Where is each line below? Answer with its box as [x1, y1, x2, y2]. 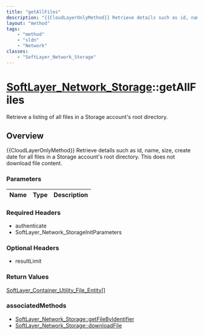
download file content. [6, 160, 63, 167]
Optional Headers [6, 243, 59, 252]
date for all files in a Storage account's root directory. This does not [6, 153, 175, 161]
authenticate [15, 222, 47, 229]
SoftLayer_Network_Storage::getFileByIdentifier [15, 315, 135, 322]
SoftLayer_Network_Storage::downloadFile [15, 322, 123, 329]
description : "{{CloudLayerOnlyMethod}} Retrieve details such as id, [6, 15, 189, 21]
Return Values [6, 272, 49, 281]
